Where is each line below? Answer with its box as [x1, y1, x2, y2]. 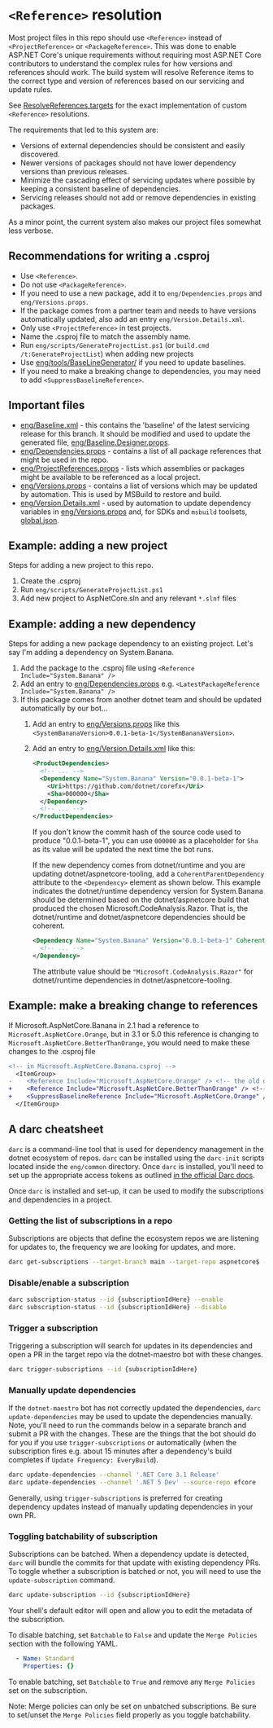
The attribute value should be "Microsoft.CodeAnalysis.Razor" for [32, 966, 253, 976]
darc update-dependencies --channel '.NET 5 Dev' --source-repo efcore [8, 1479, 256, 1487]
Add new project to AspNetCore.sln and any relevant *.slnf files [19, 593, 237, 604]
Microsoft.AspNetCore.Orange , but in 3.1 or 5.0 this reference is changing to [8, 1029, 260, 1039]
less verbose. [8, 226, 54, 235]
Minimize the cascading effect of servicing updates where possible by [19, 175, 256, 185]
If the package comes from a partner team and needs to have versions [19, 306, 257, 315]
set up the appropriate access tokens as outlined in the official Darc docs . [8, 1170, 255, 1180]
